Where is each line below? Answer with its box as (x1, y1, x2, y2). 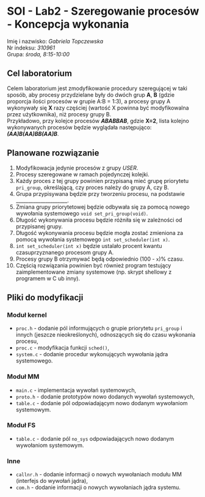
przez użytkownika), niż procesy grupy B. (7, 110, 112, 118)
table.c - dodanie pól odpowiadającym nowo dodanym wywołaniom (15, 399, 188, 406)
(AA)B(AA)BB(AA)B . (7, 130, 59, 137)
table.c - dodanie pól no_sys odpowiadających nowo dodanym (15, 435, 174, 442)
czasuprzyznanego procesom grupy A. (15, 248, 114, 256)
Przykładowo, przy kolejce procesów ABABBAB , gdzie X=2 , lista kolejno (7, 117, 190, 124)
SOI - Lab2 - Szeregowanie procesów (7, 4, 200, 18)
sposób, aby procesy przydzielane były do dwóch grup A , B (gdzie (7, 91, 175, 99)
